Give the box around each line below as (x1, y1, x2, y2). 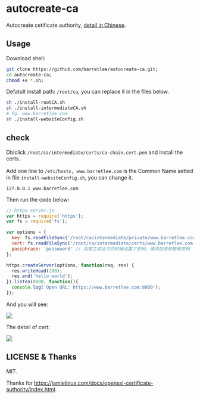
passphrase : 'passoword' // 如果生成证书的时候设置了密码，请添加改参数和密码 (11, 246, 190, 252)
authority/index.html (6, 385, 55, 392)
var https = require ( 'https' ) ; (6, 213, 84, 219)
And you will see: (6, 301, 48, 308)
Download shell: (6, 54, 46, 61)
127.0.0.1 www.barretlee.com (6, 185, 79, 191)
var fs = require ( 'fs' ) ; (6, 218, 68, 225)
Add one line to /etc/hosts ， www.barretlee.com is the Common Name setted (6, 167, 193, 174)
